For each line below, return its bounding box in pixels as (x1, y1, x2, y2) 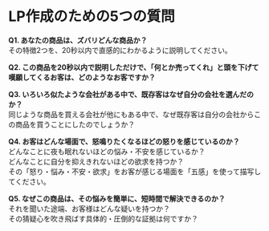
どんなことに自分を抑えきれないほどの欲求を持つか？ (8, 156, 185, 166)
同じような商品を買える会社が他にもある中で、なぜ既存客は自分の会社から (8, 109, 255, 119)
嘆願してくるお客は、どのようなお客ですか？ (8, 72, 156, 82)
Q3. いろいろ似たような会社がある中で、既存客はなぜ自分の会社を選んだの (8, 89, 255, 99)
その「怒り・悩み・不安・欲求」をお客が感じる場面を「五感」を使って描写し (8, 166, 262, 176)
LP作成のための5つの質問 (8, 7, 175, 26)
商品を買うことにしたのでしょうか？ (14, 120, 135, 129)
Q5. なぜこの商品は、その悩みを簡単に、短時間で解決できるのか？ (8, 193, 226, 203)
